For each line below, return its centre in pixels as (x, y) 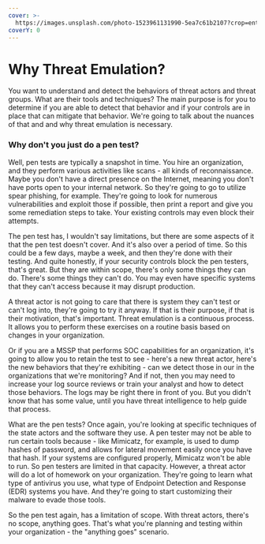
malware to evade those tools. (57, 499)
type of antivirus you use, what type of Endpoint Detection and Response (127, 483)
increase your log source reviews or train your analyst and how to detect (126, 384)
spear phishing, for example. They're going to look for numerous (113, 196)
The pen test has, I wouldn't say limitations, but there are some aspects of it (131, 236)
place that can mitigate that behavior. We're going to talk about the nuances (131, 116)
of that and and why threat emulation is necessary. (91, 125)
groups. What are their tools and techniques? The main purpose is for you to (132, 99)
